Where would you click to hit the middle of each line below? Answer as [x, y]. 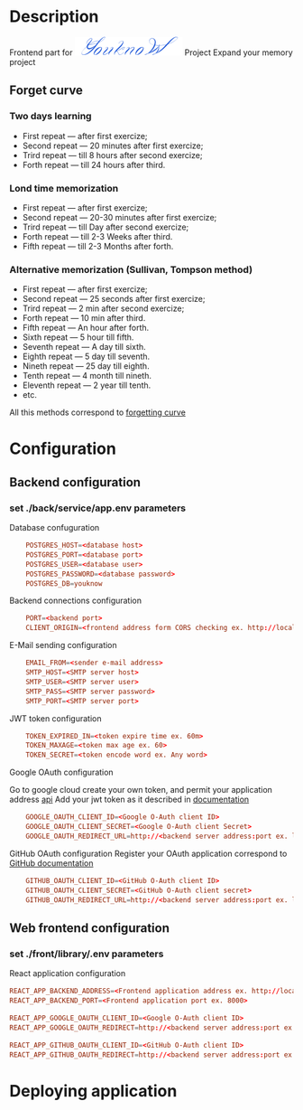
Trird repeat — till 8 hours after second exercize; [112, 155]
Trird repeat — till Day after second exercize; [106, 227]
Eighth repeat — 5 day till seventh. [86, 357]
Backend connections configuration [76, 601]
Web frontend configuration [89, 928]
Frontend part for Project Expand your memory [151, 52]
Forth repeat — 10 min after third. [84, 318]
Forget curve [46, 91]
